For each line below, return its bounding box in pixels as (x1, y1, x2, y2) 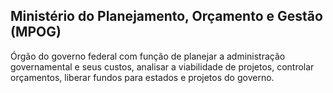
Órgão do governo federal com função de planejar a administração (10, 50, 286, 62)
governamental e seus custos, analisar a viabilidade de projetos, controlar (10, 60, 315, 73)
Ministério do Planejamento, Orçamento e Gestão (10, 8, 323, 25)
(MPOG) (10, 24, 62, 41)
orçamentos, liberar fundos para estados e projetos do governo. (10, 71, 275, 83)
